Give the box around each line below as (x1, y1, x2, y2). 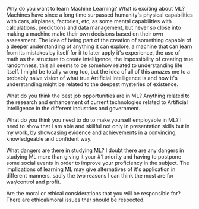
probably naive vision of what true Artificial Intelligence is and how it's (6, 74, 178, 81)
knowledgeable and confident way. (6, 135, 92, 142)
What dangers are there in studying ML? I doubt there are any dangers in (6, 147, 184, 154)
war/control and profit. (6, 178, 61, 185)
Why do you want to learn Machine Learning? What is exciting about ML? (6, 5, 185, 12)
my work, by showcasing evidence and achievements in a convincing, (6, 129, 177, 136)
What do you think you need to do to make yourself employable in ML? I (6, 116, 182, 123)
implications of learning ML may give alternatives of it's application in (6, 166, 176, 173)
